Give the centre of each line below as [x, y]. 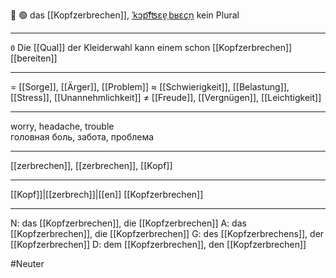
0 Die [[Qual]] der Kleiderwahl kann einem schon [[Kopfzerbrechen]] [151, 47]
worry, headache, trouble [62, 126]
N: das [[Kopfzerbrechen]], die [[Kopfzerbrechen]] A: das [128, 223]
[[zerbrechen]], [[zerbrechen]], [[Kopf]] [91, 165]
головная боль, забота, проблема [82, 137]
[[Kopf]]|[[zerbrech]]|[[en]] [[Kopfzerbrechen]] [107, 194]
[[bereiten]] [34, 58]
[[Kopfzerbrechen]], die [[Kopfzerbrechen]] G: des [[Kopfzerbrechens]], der [167, 233]
